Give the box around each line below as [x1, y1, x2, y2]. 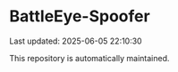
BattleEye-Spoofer [9, 6, 150, 27]
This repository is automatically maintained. [9, 52, 170, 63]
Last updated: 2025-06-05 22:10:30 [9, 36, 142, 46]
